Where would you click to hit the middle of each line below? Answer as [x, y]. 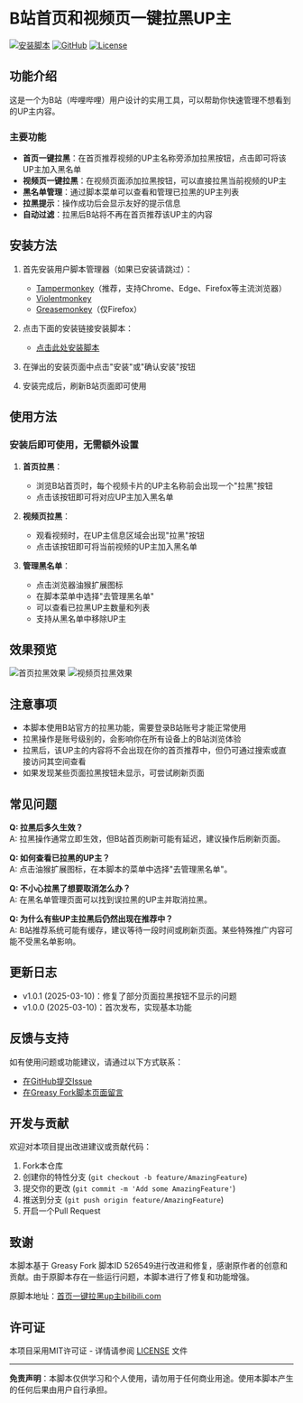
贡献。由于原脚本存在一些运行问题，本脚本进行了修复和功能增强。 [132, 1277]
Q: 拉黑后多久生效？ [46, 827]
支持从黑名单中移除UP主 [81, 618]
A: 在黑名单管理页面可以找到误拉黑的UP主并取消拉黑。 [110, 900]
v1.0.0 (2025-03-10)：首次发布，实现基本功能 [107, 1007]
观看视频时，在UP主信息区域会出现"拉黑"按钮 [120, 535]
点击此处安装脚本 [68, 347]
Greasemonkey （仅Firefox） [89, 309]
